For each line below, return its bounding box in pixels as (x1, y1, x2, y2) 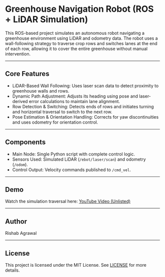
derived (12, 98, 28, 104)
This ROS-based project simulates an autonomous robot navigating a (5, 30, 145, 36)
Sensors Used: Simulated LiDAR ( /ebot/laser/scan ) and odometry (12, 156, 146, 162)
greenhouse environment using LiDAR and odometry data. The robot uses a (5, 35, 158, 41)
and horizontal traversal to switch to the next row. (12, 109, 112, 115)
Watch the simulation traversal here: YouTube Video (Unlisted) (5, 199, 131, 204)
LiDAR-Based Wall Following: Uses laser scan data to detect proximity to (12, 82, 159, 89)
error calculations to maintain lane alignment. (28, 98, 120, 104)
